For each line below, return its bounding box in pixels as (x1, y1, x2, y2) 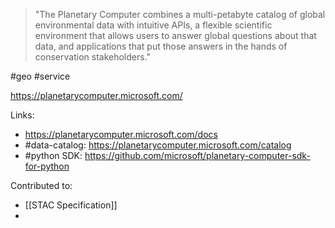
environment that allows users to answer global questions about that (34, 30, 317, 41)
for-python (24, 160, 70, 172)
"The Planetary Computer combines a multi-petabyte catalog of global (34, 9, 326, 20)
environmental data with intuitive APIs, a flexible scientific (34, 19, 273, 31)
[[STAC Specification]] (24, 199, 118, 211)
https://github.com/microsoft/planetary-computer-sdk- (84, 150, 311, 161)
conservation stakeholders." (34, 51, 152, 63)
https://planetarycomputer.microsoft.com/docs (24, 129, 218, 140)
